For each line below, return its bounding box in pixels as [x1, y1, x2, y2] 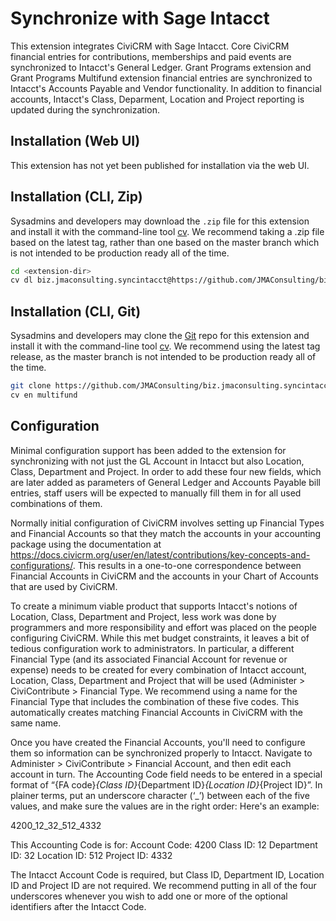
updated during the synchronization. [10, 103, 160, 116]
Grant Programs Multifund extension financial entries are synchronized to [10, 72, 313, 84]
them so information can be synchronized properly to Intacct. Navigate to [10, 747, 313, 759]
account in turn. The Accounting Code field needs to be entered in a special [10, 768, 323, 780]
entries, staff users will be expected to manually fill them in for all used [10, 487, 302, 499]
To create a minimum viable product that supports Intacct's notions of [10, 600, 298, 612]
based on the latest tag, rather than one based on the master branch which [10, 236, 320, 248]
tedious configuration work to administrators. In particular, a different [10, 642, 295, 654]
